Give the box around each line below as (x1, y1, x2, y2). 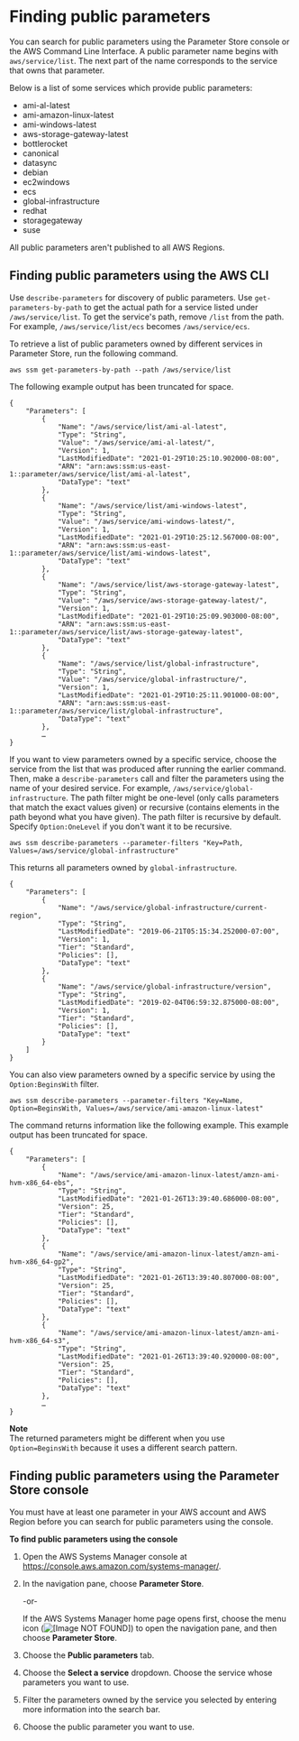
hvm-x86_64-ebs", (9, 1178, 75, 1187)
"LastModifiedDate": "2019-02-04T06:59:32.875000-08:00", (57, 998, 280, 1007)
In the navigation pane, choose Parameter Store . (22, 1578, 204, 1589)
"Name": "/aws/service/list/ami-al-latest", (57, 422, 228, 431)
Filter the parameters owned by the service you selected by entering (22, 1694, 277, 1705)
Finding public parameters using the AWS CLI (9, 268, 269, 283)
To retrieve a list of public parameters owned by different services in (9, 338, 263, 349)
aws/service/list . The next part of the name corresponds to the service (9, 55, 277, 66)
